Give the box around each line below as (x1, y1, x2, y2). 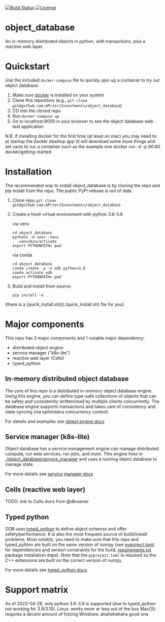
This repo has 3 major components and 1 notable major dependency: (5, 335, 145, 341)
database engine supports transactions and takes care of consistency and (5, 403, 156, 410)
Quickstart (5, 61, 50, 72)
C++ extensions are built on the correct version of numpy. (5, 557, 123, 563)
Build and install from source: (12, 283, 72, 289)
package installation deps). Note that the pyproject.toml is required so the (5, 552, 156, 558)
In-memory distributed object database (5, 374, 129, 383)
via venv (12, 220, 30, 227)
